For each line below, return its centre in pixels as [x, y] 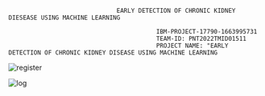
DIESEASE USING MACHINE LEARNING [64, 18]
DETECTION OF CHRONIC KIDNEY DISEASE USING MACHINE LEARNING [113, 53]
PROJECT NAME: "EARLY [192, 46]
